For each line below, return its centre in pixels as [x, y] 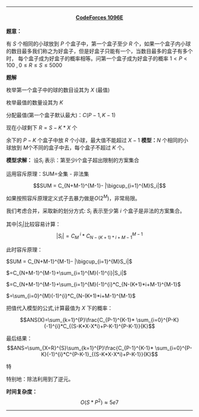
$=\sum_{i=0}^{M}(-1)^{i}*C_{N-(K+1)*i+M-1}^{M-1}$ [71, 296]
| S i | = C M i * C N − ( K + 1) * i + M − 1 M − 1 [99, 236]
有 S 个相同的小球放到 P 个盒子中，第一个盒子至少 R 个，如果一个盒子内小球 [99, 44]
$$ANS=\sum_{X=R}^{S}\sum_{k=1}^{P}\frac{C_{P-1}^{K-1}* [80, 348]
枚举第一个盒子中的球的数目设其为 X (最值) [58, 90]
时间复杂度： [22, 392]
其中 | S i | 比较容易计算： [33, 225]
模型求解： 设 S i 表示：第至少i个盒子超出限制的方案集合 [73, 161]
